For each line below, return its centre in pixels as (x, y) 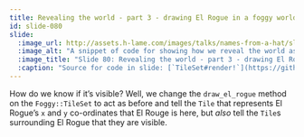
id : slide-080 (36, 26)
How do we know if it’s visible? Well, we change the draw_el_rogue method (148, 93)
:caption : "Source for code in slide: (91, 68)
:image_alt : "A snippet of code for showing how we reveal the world (151, 51)
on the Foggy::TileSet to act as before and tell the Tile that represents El (146, 103)
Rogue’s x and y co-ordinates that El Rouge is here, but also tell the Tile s (145, 113)
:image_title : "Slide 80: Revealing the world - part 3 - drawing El (151, 59)
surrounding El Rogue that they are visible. (88, 122)
